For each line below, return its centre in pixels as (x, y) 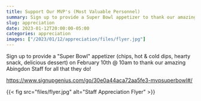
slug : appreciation (31, 23)
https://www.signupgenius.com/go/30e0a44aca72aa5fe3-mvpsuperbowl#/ (99, 80)
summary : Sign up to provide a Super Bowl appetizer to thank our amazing (101, 17)
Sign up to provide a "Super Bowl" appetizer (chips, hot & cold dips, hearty (98, 56)
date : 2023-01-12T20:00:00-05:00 (48, 28)
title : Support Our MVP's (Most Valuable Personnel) (73, 12)
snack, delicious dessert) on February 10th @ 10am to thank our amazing (96, 62)
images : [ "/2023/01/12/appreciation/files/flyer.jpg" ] (76, 39)
